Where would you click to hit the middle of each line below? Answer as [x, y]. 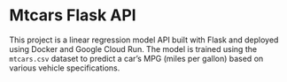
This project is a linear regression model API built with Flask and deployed [144, 40]
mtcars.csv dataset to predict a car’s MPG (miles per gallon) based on [136, 58]
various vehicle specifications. [65, 68]
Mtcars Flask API [73, 15]
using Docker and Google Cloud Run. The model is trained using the [133, 48]
